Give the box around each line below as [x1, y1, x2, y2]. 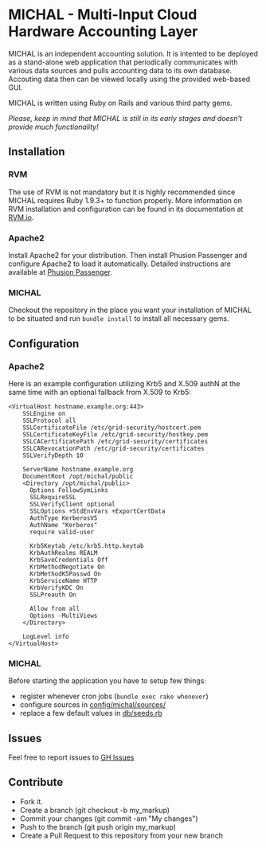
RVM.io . [8, 213, 34, 222]
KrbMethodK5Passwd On [29, 569, 102, 578]
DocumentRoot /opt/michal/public [22, 472, 134, 480]
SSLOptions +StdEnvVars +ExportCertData [29, 507, 166, 515]
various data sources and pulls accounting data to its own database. [8, 65, 233, 75]
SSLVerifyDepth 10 [22, 451, 84, 459]
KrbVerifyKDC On [29, 584, 84, 592]
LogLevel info [22, 632, 69, 640]
